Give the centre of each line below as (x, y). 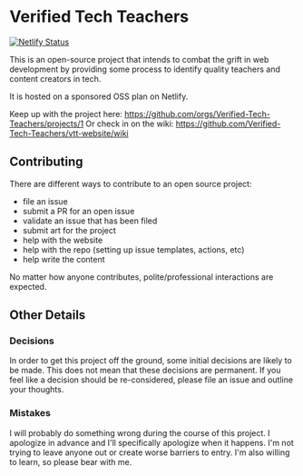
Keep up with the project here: (66, 114)
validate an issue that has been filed (90, 221)
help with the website (63, 240)
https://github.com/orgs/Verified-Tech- (197, 114)
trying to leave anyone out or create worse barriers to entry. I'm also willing (150, 452)
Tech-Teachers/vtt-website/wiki (69, 133)
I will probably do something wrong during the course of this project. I (140, 432)
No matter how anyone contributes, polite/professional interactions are (142, 277)
